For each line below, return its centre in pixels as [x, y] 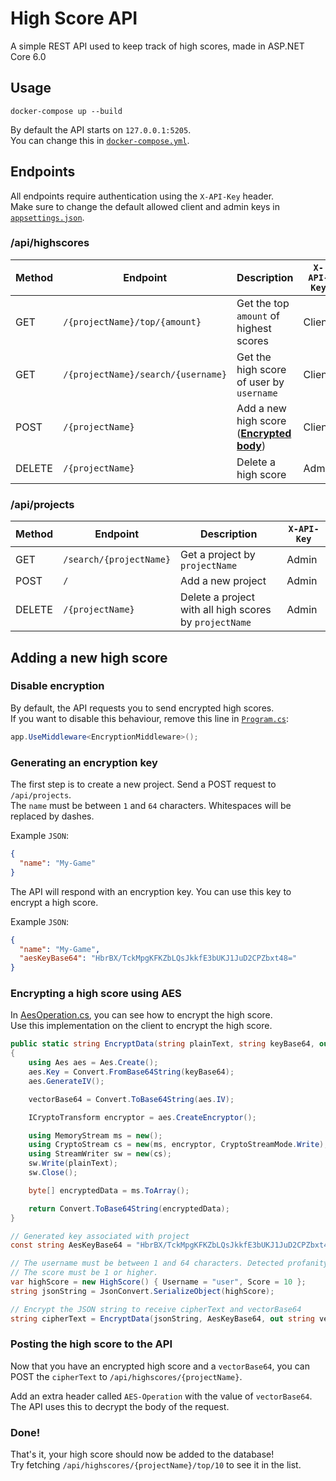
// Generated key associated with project [100, 1236]
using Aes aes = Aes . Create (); [93, 1063]
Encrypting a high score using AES [96, 994]
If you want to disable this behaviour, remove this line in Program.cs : [150, 718]
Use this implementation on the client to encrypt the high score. [141, 1026]
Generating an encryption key [84, 762]
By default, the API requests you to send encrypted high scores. [142, 708]
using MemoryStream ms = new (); [95, 1135]
